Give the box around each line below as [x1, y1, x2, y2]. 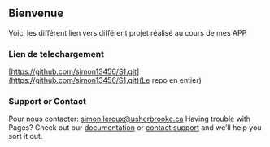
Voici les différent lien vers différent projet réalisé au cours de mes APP [8, 28, 247, 37]
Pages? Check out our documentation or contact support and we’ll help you [8, 123, 262, 132]
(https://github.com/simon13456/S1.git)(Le [8, 76, 150, 85]
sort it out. [8, 132, 43, 141]
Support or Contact [8, 96, 87, 107]
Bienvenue [8, 6, 64, 20]
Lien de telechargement [8, 48, 104, 59]
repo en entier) [151, 76, 202, 85]
